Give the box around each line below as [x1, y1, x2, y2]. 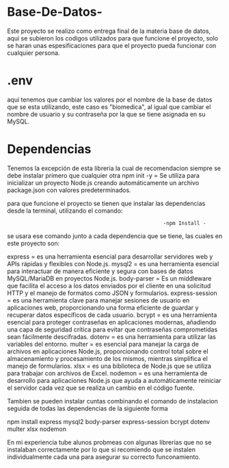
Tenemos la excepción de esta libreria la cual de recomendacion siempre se [7, 164, 221, 172]
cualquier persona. [7, 49, 60, 57]
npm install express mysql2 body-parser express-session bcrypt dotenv [7, 417, 211, 425]
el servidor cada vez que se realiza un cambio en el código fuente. [7, 384, 195, 392]
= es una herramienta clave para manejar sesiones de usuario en [7, 296, 190, 304]
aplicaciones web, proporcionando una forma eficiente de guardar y [7, 303, 199, 312]
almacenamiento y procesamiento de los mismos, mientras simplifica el [7, 354, 208, 362]
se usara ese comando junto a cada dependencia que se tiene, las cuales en [7, 231, 223, 240]
